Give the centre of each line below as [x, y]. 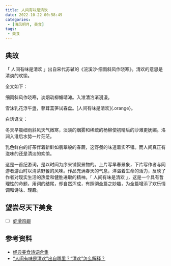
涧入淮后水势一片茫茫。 [30, 136]
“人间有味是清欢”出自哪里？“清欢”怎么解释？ [59, 258]
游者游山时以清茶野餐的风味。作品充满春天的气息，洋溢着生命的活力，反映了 [85, 171]
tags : [11, 29]
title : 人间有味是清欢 [27, 10]
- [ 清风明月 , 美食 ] [26, 24]
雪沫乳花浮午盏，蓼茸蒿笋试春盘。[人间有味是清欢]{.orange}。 [70, 108]
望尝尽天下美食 [29, 208]
